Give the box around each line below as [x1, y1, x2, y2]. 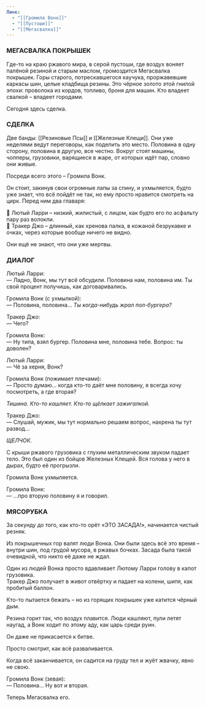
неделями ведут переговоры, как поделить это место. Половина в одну [6, 141, 196, 148]
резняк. [6, 528, 26, 535]
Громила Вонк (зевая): [6, 675, 66, 682]
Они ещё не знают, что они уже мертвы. [6, 240, 112, 248]
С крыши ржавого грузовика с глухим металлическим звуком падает [6, 449, 190, 456]
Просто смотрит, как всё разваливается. [6, 645, 114, 652]
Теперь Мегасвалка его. [6, 693, 71, 701]
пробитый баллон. [6, 584, 54, 592]
